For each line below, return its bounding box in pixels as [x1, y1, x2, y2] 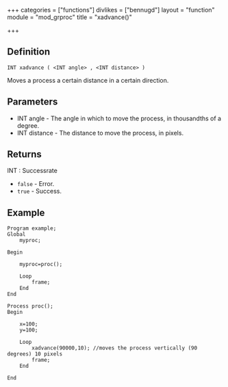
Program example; [7, 225, 57, 232]
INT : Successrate [7, 167, 58, 175]
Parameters [7, 96, 58, 108]
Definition [7, 46, 50, 57]
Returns [7, 148, 42, 160]
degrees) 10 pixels [7, 351, 63, 358]
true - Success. [16, 187, 62, 196]
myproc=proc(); [19, 261, 63, 268]
